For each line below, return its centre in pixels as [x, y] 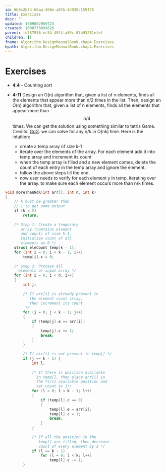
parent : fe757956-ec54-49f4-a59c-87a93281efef [54, 33]
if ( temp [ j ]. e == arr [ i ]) [58, 322]
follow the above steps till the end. [55, 172]
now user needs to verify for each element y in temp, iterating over [88, 178]
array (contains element [46, 229]
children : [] [19, 38]
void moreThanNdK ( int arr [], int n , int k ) [51, 192]
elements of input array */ [47, 271]
